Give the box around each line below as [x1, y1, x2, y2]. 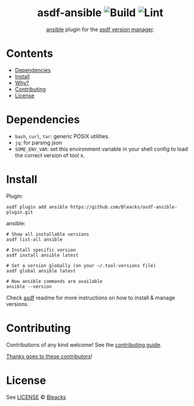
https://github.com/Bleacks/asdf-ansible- [70, 204, 178, 210]
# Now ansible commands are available [6, 278, 103, 284]
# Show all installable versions [6, 231, 90, 237]
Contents [6, 47, 54, 60]
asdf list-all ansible [6, 236, 63, 242]
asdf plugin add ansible [6, 204, 68, 210]
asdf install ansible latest [6, 252, 79, 258]
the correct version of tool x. [14, 151, 85, 158]
